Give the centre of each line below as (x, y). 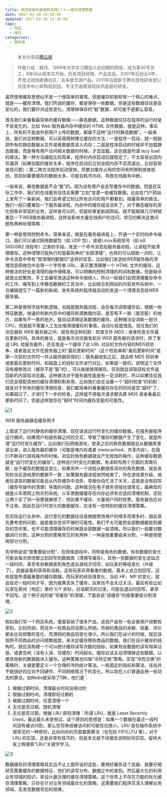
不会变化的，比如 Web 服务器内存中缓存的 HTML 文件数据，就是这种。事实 (82, 126)
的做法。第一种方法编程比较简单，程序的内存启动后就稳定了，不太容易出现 (81, 157)
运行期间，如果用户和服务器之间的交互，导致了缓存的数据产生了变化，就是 (81, 437)
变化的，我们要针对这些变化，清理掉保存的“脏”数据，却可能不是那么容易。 (81, 109)
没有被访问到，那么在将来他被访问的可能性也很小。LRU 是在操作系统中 (89, 725)
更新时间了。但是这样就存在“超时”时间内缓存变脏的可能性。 (66, 400)
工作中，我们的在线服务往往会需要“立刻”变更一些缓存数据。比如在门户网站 (85, 193)
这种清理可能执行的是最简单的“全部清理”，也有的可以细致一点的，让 (92, 253)
